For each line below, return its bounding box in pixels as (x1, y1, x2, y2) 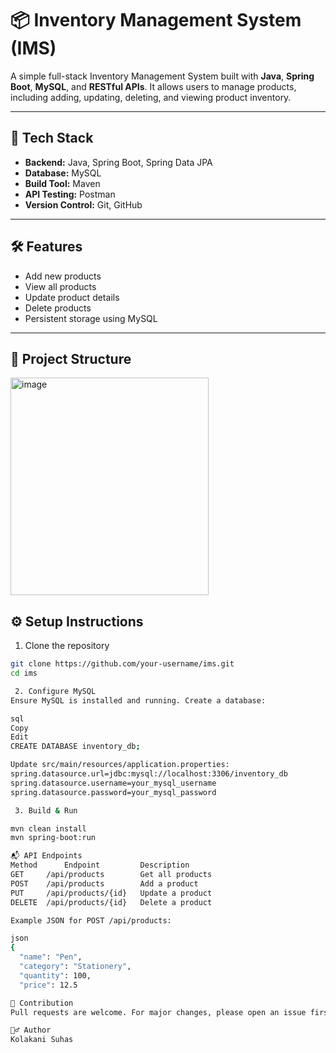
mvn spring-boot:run (10, 833, 97, 843)
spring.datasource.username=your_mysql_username (10, 778, 217, 788)
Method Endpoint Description (10, 860, 190, 871)
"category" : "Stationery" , (19, 962, 132, 972)
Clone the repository (24, 640, 110, 652)
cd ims (10, 668, 38, 679)
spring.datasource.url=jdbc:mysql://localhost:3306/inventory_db (10, 769, 288, 779)
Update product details (24, 291, 120, 303)
